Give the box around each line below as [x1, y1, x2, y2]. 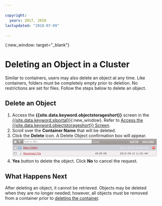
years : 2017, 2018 [9, 18, 47, 23]
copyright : [5, 13, 27, 18]
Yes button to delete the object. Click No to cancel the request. [12, 158, 138, 164]
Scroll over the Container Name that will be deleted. [12, 127, 116, 133]
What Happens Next [5, 172, 67, 180]
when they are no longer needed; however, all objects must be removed [5, 190, 148, 196]
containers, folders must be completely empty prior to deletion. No [5, 80, 138, 86]
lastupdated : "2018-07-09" [5, 23, 59, 28]
